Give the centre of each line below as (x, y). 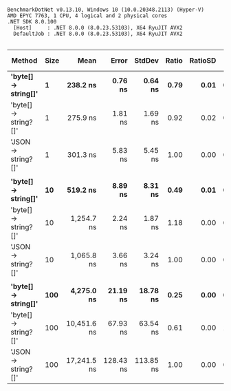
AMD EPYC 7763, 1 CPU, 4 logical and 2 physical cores (87, 16)
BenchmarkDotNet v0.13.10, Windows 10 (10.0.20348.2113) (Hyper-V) (106, 10)
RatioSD (203, 61)
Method (24, 61)
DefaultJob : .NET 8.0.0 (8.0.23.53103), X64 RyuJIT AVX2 (98, 34)
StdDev (146, 61)
